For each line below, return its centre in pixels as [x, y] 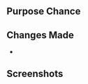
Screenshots [35, 73]
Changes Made [40, 35]
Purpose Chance [44, 11]
